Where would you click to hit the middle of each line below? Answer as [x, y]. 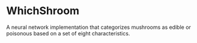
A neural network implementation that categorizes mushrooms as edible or [98, 27]
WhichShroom [43, 11]
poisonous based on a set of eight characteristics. [68, 33]
